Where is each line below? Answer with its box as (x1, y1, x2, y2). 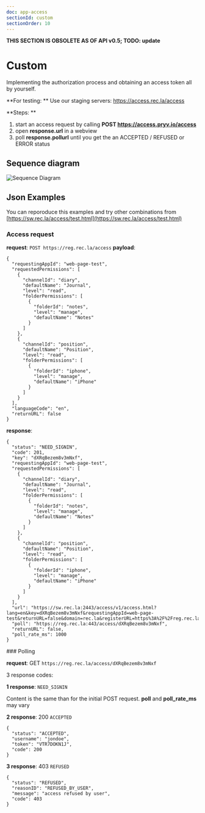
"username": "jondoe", (12, 736, 70, 742)
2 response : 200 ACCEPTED (6, 713, 72, 721)
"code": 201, (12, 450, 45, 456)
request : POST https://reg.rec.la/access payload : (6, 244, 136, 251)
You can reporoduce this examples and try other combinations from (6, 208, 177, 215)
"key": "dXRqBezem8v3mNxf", (12, 455, 84, 461)
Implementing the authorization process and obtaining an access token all (6, 79, 192, 86)
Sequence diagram (6, 158, 81, 168)
